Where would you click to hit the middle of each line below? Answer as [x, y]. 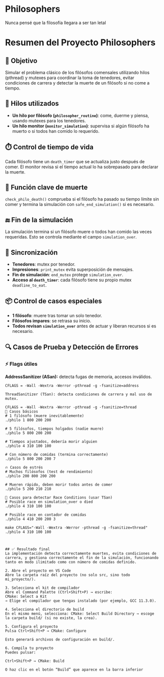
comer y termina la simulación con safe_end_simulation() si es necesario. [80, 205]
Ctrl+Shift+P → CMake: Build [35, 661]
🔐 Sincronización [31, 252]
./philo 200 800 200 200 [30, 476]
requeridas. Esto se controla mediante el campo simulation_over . [71, 237]
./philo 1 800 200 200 [28, 420]
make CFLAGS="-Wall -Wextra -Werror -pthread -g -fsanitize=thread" [76, 528]
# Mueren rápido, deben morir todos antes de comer [59, 485]
